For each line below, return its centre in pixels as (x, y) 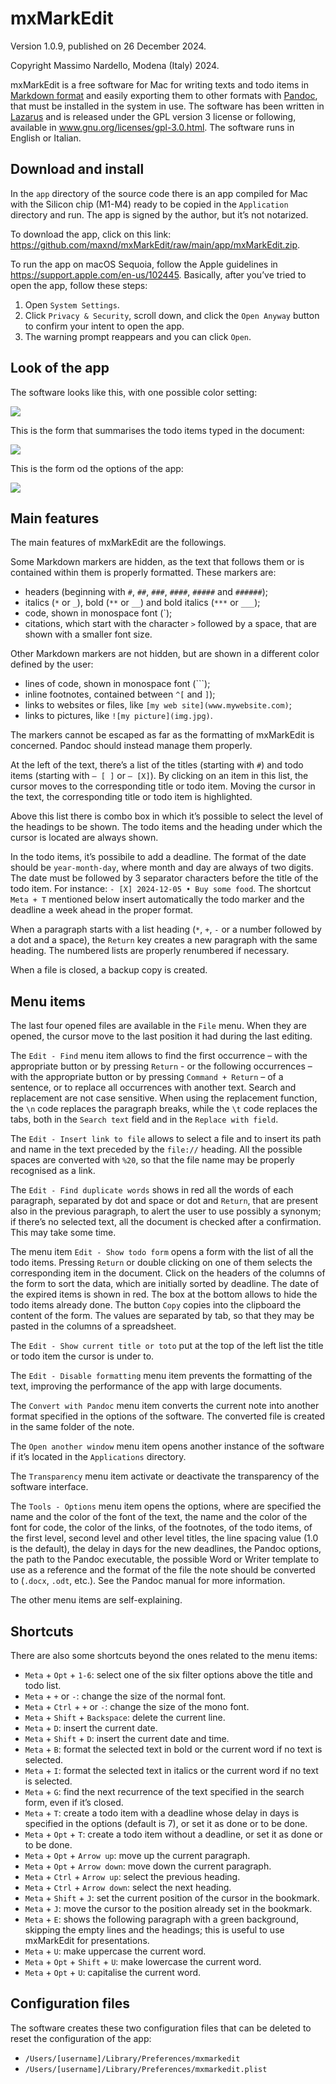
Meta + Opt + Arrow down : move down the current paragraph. (148, 1866)
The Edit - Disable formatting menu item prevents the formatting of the (161, 1376)
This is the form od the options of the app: (97, 468)
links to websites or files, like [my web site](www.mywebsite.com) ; (158, 705)
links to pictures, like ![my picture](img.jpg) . (118, 716)
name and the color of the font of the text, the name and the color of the (159, 1517)
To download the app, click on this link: (91, 234)
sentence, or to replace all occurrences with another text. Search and (153, 1088)
